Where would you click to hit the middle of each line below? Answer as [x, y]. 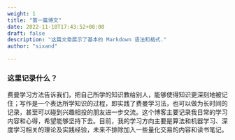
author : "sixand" [33, 46]
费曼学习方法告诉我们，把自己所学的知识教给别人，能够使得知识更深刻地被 [114, 94]
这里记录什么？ [33, 78]
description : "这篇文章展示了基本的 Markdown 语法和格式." [87, 40]
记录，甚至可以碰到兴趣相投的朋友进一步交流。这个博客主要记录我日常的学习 [117, 112]
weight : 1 [22, 14]
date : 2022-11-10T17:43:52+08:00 [56, 27]
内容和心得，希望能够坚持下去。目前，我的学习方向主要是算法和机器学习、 [114, 121]
